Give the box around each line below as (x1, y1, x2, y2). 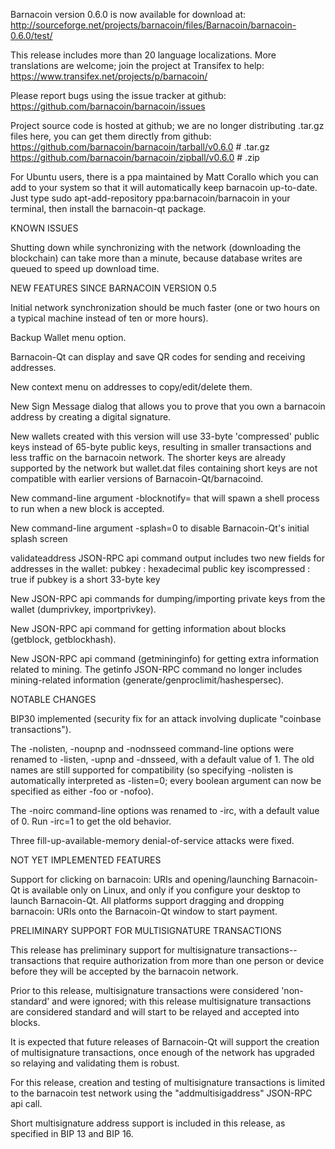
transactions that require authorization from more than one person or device (10, 955, 325, 966)
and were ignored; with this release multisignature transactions (51, 995, 312, 1007)
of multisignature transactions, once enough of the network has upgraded (10, 1047, 315, 1058)
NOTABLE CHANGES (10, 694, 97, 705)
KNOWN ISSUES (10, 222, 79, 234)
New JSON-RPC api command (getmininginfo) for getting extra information (10, 653, 320, 664)
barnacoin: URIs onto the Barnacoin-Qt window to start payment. (10, 905, 278, 917)
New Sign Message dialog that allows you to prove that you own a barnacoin (10, 400, 326, 412)
